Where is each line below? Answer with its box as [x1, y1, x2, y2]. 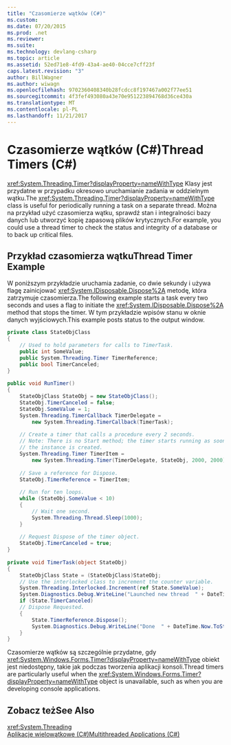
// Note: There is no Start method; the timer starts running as [19, 438, 211, 445]
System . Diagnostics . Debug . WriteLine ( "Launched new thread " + [19, 591, 205, 598]
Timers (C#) [7, 156, 78, 172]
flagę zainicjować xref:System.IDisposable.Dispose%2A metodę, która [7, 287, 207, 295]
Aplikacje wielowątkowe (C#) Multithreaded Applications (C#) [7, 730, 180, 739]
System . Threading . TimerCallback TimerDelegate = [19, 412, 162, 419]
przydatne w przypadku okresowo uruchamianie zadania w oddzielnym [7, 186, 210, 194]
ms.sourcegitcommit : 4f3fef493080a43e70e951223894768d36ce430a [7, 93, 192, 100]
